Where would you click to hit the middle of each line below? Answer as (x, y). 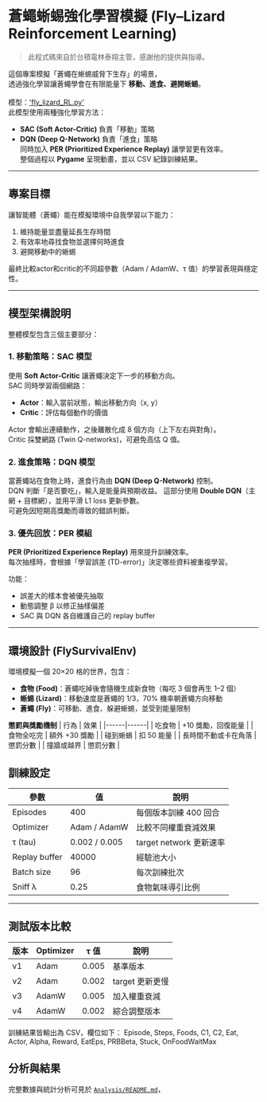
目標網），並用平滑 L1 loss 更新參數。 (83, 501)
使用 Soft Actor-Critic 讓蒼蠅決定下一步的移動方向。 (94, 375)
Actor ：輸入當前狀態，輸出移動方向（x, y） (91, 402)
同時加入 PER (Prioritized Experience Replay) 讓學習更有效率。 (124, 149)
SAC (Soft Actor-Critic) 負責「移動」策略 (87, 129)
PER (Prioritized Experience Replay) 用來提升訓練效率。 (101, 552)
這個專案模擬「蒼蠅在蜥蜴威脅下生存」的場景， (85, 73)
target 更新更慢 (141, 981)
